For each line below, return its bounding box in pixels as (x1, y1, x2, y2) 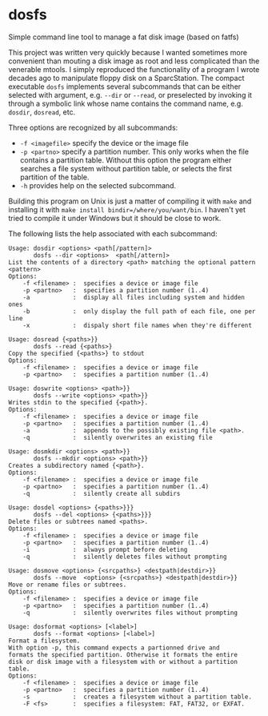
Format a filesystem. (8, 637, 81, 645)
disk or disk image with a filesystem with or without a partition (8, 658, 238, 666)
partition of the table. (19, 172, 90, 182)
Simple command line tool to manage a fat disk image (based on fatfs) (8, 32, 239, 42)
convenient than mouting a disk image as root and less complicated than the (8, 56, 260, 66)
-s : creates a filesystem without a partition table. (22, 693, 252, 701)
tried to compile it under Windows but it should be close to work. (8, 213, 222, 223)
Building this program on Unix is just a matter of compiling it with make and (8, 196, 252, 206)
